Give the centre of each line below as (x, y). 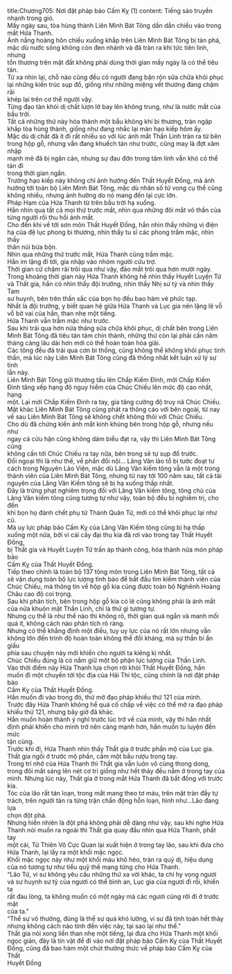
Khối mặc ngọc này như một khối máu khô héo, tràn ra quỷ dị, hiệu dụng (110, 859)
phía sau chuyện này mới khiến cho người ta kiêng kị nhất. (90, 653)
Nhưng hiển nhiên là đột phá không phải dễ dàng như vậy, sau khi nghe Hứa (115, 823)
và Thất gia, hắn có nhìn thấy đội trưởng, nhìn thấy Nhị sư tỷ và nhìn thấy (111, 284)
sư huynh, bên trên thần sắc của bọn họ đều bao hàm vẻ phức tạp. (102, 298)
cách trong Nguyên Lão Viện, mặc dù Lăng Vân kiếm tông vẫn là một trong (114, 468)
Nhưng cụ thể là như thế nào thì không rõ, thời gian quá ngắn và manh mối (113, 616)
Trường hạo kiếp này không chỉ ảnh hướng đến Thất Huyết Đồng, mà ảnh (111, 180)
